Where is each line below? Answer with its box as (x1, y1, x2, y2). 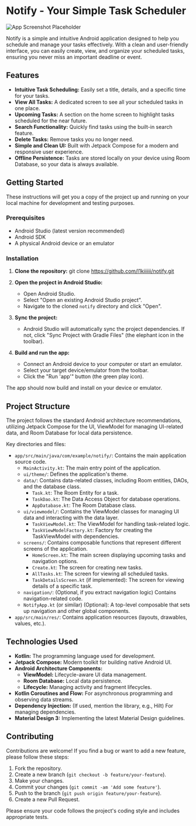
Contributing (6, 732, 54, 742)
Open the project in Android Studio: (14, 279, 103, 286)
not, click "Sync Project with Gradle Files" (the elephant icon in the (23, 332, 184, 339)
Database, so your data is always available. (14, 160, 119, 167)
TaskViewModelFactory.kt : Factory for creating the (32, 526, 153, 533)
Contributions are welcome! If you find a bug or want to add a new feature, (6, 747, 186, 754)
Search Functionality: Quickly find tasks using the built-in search (14, 123, 173, 130)
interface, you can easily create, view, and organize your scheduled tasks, (6, 47, 185, 54)
